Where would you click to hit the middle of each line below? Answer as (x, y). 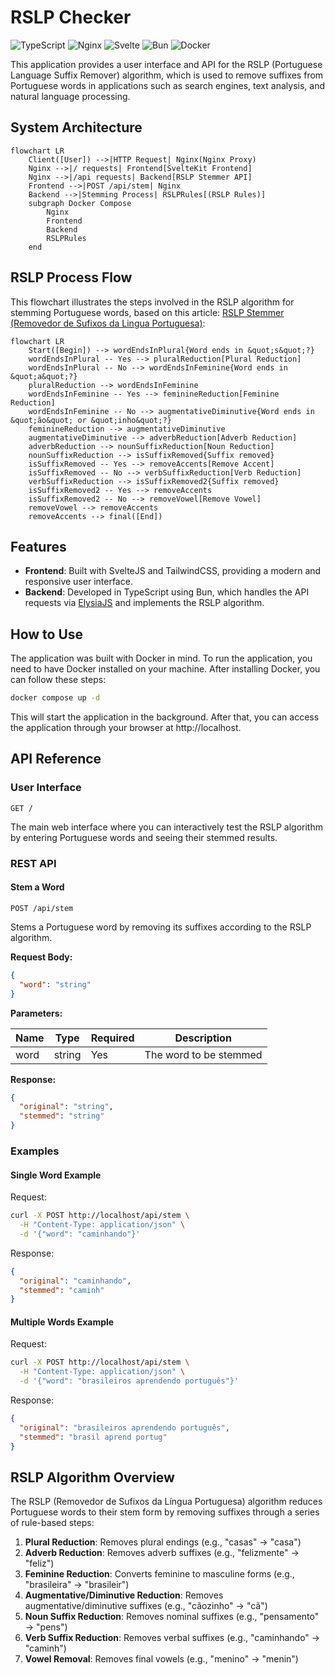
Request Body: (41, 957)
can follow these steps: (58, 680)
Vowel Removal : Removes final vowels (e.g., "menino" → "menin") (161, 1659)
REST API (33, 863)
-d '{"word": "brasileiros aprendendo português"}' (129, 1381)
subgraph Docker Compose (80, 203)
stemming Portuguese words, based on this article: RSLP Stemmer (147, 312)
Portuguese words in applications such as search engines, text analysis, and (167, 85)
